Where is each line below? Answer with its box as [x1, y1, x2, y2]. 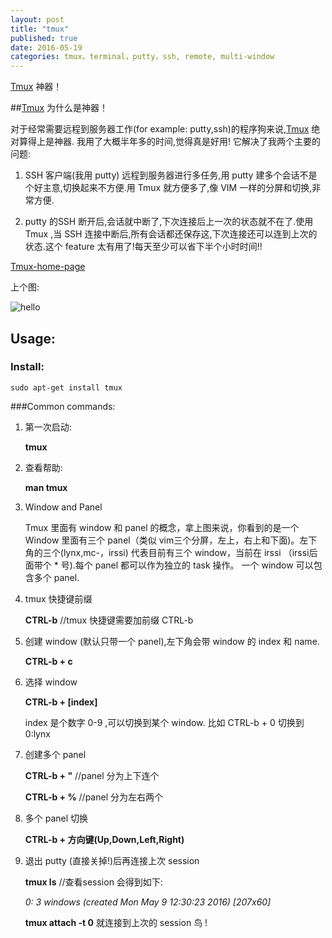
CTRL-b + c [24, 655, 73, 667]
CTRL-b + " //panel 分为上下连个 [24, 769, 160, 781]
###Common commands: [10, 400, 116, 412]
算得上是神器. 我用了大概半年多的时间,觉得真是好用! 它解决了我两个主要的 [18, 136, 321, 148]
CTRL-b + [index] [24, 696, 98, 708]
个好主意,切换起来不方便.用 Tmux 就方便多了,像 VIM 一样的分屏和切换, [24, 182, 313, 194]
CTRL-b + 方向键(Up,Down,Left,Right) [24, 833, 185, 845]
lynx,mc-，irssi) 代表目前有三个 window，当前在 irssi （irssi [63, 546, 310, 558]
